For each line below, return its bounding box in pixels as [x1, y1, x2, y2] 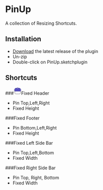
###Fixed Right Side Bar [5, 165, 56, 171]
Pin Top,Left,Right [12, 100, 50, 106]
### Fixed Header [5, 90, 49, 96]
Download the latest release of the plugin [12, 48, 98, 54]
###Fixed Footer [5, 115, 40, 121]
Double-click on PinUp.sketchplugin [12, 59, 87, 65]
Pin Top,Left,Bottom [12, 150, 54, 156]
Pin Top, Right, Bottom [12, 174, 60, 180]
